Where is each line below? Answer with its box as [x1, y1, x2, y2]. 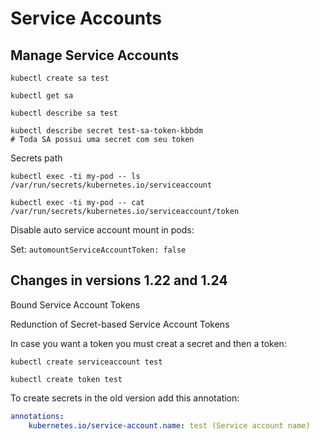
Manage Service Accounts [10, 47, 180, 64]
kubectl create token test [10, 374, 123, 384]
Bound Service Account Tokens [10, 298, 141, 311]
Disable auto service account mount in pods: [10, 224, 195, 236]
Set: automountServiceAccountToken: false [10, 243, 187, 255]
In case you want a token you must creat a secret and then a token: [10, 337, 287, 349]
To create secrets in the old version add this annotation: [10, 392, 240, 404]
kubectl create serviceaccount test [10, 357, 163, 367]
